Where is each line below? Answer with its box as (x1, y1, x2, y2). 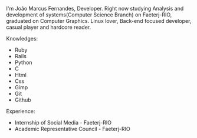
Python (14, 59, 32, 66)
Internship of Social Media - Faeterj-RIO (14, 119, 112, 126)
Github (14, 96, 31, 103)
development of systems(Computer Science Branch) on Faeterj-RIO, (6, 11, 172, 18)
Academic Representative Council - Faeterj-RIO (14, 126, 131, 132)
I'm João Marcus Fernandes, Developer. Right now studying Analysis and (6, 5, 184, 12)
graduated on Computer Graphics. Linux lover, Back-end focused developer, (6, 18, 192, 24)
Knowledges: (6, 35, 38, 42)
